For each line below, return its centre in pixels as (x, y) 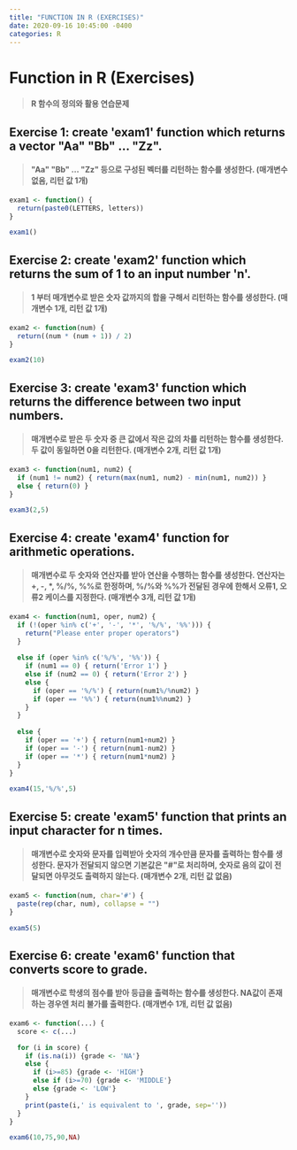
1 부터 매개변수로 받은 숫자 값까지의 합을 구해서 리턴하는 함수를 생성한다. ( (156, 297)
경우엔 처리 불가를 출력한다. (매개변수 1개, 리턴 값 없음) (140, 1004)
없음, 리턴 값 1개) (59, 181)
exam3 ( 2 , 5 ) (29, 510)
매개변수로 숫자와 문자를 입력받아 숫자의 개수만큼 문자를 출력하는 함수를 (152, 854)
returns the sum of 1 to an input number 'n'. (130, 274)
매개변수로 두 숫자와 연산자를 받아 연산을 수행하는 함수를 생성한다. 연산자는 (158, 575)
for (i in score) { (53, 1047)
